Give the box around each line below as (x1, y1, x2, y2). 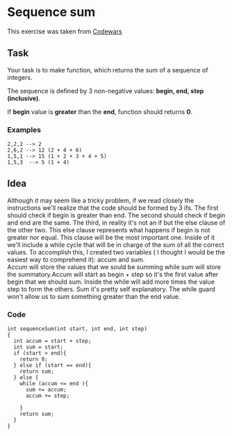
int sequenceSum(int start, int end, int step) (7, 325, 148, 332)
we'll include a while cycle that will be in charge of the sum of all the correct (7, 241, 224, 249)
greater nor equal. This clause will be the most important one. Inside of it (7, 233, 215, 241)
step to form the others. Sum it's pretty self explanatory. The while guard (7, 284, 215, 293)
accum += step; (25, 392, 70, 400)
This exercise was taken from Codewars (7, 27, 123, 35)
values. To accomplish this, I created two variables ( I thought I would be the (7, 248, 226, 256)
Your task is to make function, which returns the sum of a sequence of (7, 65, 208, 74)
